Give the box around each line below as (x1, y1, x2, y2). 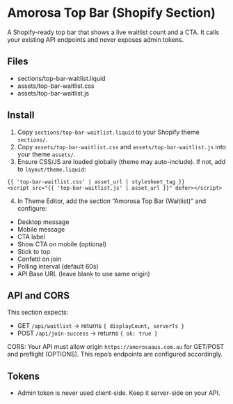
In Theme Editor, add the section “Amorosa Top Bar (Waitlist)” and (17, 197, 207, 205)
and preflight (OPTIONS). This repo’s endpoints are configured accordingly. (7, 350, 223, 359)
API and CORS (7, 290, 70, 301)
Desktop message (17, 218, 70, 226)
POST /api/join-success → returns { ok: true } (17, 329, 158, 338)
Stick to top (17, 247, 51, 255)
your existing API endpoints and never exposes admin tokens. (7, 35, 184, 43)
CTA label (17, 232, 45, 241)
